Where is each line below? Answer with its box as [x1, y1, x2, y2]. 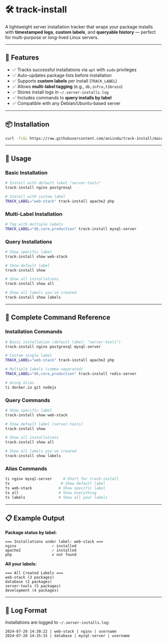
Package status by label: [5, 530, 57, 536]
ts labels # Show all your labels [5, 495, 108, 500]
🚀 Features [5, 53, 39, 62]
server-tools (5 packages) [5, 584, 61, 589]
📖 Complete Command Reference [5, 313, 110, 322]
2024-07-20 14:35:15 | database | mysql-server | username [5, 634, 130, 639]
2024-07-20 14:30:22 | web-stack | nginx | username [5, 629, 117, 634]
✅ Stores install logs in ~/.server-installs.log [12, 89, 109, 95]
